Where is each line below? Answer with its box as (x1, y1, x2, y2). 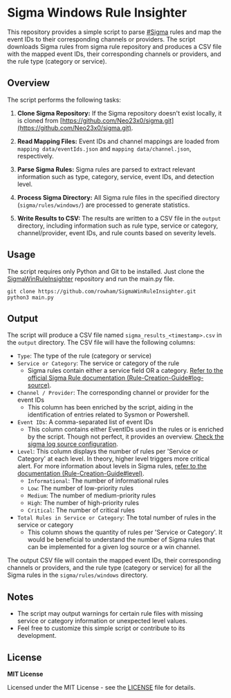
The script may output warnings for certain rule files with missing (17, 609, 203, 618)
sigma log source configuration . (27, 440, 119, 448)
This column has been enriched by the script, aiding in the (27, 403, 194, 412)
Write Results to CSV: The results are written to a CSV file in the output (17, 214, 221, 222)
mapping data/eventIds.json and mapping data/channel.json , (17, 144, 192, 153)
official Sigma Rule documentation (27, 374, 126, 382)
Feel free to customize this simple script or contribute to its (17, 624, 185, 632)
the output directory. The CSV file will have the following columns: (7, 338, 196, 347)
